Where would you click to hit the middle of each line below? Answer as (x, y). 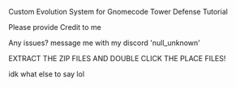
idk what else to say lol (47, 74)
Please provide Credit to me (55, 27)
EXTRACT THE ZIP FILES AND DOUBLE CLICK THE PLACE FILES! (117, 58)
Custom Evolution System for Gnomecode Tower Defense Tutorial (118, 12)
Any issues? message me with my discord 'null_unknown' (105, 43)
